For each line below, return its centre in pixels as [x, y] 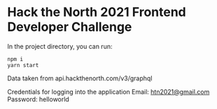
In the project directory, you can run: [60, 46]
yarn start [23, 65]
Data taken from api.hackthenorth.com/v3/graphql [80, 78]
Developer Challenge [70, 27]
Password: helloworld [38, 99]
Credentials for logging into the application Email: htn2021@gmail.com [108, 92]
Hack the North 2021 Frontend [97, 12]
